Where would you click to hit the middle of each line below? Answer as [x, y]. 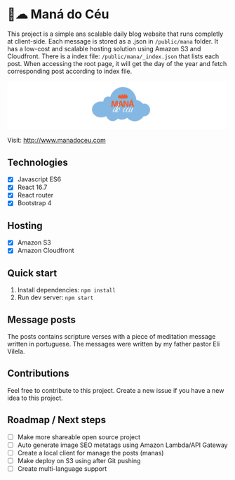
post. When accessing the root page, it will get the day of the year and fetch [117, 63]
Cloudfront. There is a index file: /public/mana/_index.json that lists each [113, 56]
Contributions [38, 374]
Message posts [41, 319]
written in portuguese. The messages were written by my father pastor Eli [114, 344]
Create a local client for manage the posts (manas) [90, 453]
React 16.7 [32, 187]
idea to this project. [35, 398]
